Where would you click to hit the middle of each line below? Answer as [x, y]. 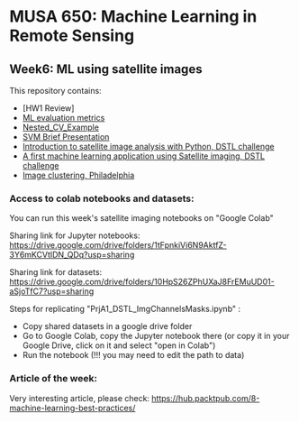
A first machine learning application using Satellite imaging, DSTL [144, 156]
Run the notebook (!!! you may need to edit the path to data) [133, 355]
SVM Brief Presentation [66, 137]
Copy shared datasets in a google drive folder [107, 326]
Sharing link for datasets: [56, 272]
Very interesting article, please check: [80, 398]
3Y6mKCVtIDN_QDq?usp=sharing [72, 255]
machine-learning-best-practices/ [72, 408]
